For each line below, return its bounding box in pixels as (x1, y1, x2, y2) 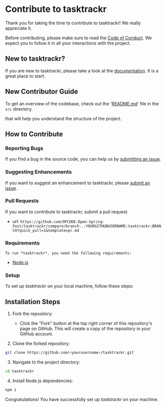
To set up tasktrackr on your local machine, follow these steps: (5, 283, 134, 289)
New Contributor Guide (5, 87, 78, 96)
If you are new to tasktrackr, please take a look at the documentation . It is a (5, 68, 159, 74)
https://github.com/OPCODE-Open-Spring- (20, 219, 105, 224)
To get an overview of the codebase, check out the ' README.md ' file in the (5, 100, 159, 106)
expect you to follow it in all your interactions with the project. (5, 40, 131, 46)
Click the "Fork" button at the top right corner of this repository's (19, 321, 153, 326)
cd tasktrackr (5, 369, 35, 374)
